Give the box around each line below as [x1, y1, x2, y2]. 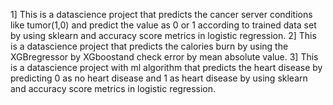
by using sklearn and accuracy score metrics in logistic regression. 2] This [10, 30, 317, 41]
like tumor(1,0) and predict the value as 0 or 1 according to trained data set [10, 19, 317, 31]
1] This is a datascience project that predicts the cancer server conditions [10, 9, 313, 20]
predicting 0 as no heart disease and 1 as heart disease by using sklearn [10, 72, 308, 84]
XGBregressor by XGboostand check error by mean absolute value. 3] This [10, 51, 319, 63]
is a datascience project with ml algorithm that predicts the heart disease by [10, 62, 323, 73]
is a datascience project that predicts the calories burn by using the [10, 40, 289, 52]
